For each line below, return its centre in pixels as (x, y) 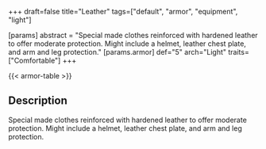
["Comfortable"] (35, 60)
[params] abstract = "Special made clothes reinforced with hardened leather (133, 35)
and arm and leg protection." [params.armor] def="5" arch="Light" (118, 52)
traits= (239, 52)
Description (38, 101)
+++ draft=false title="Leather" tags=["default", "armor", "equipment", (123, 11)
